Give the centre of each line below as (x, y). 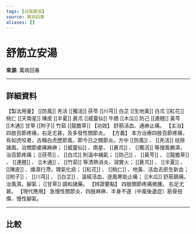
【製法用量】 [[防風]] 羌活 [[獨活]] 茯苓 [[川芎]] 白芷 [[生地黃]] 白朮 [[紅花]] (95, 111)
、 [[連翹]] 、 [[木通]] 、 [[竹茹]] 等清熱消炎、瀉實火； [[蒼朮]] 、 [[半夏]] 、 (96, 162)
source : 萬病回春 (25, 17)
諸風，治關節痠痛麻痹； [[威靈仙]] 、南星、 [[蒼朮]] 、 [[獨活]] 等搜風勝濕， (96, 148)
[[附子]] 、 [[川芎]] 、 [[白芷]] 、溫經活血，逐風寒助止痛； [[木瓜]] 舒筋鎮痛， (98, 177)
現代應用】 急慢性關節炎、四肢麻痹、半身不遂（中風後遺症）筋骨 (100, 191)
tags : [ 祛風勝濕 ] (25, 11)
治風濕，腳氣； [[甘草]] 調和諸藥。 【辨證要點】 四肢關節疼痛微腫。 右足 (93, 184)
